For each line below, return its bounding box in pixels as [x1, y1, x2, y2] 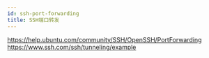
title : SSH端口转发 [7, 17, 60, 23]
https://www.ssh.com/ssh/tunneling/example [7, 43, 137, 51]
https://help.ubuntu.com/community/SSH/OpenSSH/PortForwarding [7, 35, 202, 43]
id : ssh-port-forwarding [7, 10, 79, 17]
